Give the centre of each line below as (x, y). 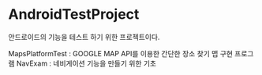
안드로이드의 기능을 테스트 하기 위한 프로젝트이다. (84, 37)
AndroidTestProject (74, 14)
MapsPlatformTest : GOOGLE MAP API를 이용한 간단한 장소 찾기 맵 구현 (120, 53)
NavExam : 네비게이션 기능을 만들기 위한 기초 (86, 63)
